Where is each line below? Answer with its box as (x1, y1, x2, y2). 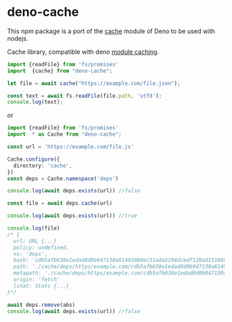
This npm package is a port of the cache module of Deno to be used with (7, 27, 215, 35)
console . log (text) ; (7, 99, 64, 105)
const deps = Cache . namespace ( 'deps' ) (7, 175, 119, 182)
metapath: (13, 270, 41, 276)
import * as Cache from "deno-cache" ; (7, 131, 122, 138)
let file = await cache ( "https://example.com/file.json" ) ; (7, 80, 181, 87)
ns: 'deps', (13, 250, 48, 257)
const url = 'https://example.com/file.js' (7, 143, 135, 150)
